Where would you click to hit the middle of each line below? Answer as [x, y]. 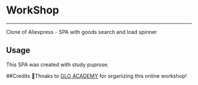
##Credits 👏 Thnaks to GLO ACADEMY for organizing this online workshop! [97, 76]
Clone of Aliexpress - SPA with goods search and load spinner [82, 32]
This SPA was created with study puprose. [57, 64]
